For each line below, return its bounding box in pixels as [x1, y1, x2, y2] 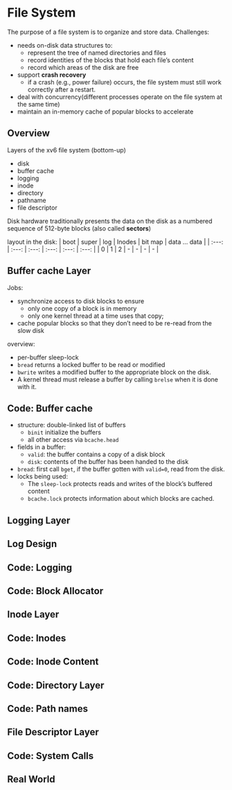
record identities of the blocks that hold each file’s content [27, 55, 194, 64]
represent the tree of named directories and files [27, 48, 166, 57]
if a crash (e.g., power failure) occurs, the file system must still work [27, 78, 222, 86]
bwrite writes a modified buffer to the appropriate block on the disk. [17, 368, 211, 376]
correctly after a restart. [27, 85, 96, 93]
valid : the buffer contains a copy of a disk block [27, 450, 166, 458]
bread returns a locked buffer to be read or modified [17, 360, 166, 368]
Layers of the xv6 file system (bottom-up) [7, 145, 127, 154]
